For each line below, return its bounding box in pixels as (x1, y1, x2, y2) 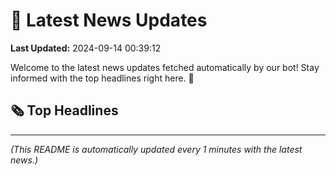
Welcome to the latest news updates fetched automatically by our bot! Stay (10, 61, 320, 73)
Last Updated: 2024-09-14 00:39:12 (10, 42, 162, 54)
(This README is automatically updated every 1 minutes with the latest (10, 143, 303, 155)
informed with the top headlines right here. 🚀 (10, 72, 195, 84)
